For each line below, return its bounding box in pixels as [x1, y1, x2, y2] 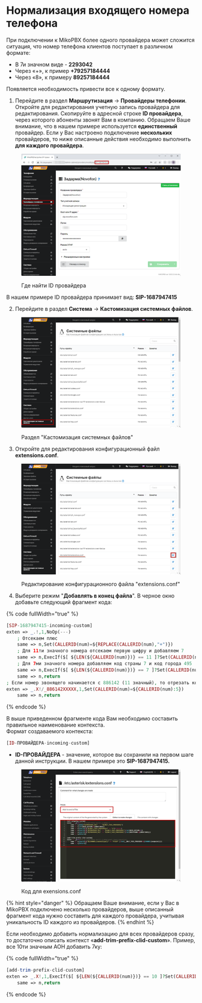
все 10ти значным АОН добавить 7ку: [6, 943, 102, 951]
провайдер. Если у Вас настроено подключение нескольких [14, 129, 173, 136]
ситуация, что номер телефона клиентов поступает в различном [6, 43, 173, 50]
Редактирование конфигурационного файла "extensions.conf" [21, 580, 180, 587]
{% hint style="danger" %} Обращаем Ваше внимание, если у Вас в [6, 899, 179, 907]
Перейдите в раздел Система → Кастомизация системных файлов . [14, 305, 194, 312]
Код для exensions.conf [21, 888, 81, 895]
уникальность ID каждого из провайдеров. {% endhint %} [6, 919, 155, 926]
